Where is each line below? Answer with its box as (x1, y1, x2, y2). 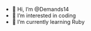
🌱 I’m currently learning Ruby (12, 18, 85, 25)
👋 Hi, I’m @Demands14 (12, 6, 69, 13)
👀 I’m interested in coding (12, 12, 76, 19)
